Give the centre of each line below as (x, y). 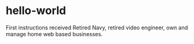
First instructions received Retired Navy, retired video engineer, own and (97, 28)
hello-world (36, 11)
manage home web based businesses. (54, 34)
